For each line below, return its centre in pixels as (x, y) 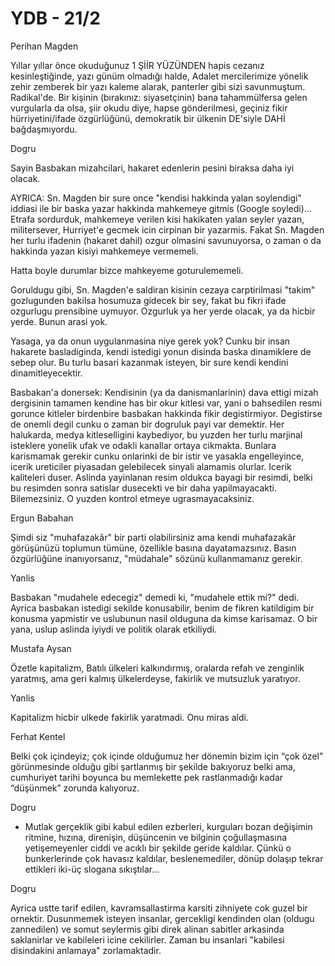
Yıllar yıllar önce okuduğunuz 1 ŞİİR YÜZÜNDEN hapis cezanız (137, 65)
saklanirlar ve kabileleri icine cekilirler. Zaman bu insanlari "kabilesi (147, 939)
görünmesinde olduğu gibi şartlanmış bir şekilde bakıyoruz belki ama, (153, 766)
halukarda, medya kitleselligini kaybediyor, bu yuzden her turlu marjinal (156, 434)
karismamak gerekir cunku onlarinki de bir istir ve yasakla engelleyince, (157, 456)
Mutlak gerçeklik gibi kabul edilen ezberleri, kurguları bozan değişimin (168, 826)
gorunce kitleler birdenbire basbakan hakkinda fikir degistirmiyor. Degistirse (166, 413)
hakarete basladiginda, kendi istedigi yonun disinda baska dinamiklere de (161, 351)
